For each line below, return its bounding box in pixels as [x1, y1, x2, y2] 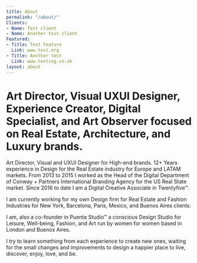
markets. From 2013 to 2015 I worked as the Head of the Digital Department [6, 172, 190, 179]
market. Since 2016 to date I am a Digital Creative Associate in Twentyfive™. [6, 184, 190, 191]
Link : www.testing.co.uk [11, 58, 73, 64]
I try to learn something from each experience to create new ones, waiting [6, 238, 186, 245]
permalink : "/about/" [6, 14, 60, 20]
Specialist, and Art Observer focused [6, 114, 192, 128]
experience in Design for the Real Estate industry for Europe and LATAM [6, 165, 181, 172]
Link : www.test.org [11, 47, 60, 53]
